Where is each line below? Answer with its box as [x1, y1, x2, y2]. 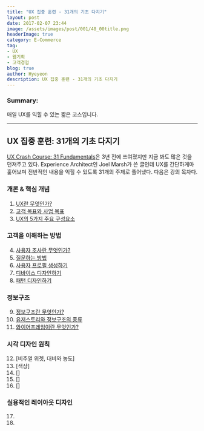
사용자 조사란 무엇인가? [15, 246, 71, 254]
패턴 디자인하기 [15, 277, 52, 284]
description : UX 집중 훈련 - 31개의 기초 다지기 [7, 76, 118, 82]
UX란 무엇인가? [15, 200, 53, 207]
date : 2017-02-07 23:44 [7, 20, 67, 26]
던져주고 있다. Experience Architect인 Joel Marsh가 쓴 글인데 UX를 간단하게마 [7, 161, 194, 168]
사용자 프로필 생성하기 [15, 262, 68, 269]
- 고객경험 [7, 59, 30, 65]
